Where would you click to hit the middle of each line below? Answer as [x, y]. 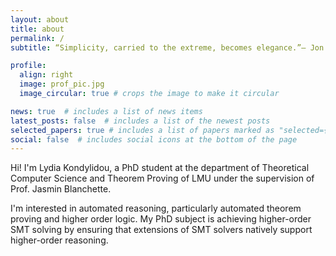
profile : [28, 66]
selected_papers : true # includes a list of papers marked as [142, 130]
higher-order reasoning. [59, 240]
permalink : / [37, 38]
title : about [37, 29]
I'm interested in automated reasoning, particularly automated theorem [156, 208]
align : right [46, 75]
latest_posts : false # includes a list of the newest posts [140, 121]
